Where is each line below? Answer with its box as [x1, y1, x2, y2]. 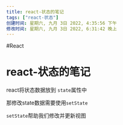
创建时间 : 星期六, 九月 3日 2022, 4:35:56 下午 [6, 20, 118, 26]
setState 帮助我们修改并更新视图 [6, 112, 86, 120]
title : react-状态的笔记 [6, 8, 65, 15]
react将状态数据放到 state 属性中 [6, 86, 87, 94]
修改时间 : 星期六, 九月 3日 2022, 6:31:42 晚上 [6, 25, 118, 32]
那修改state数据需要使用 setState [6, 99, 88, 106]
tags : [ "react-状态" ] [6, 14, 59, 21]
